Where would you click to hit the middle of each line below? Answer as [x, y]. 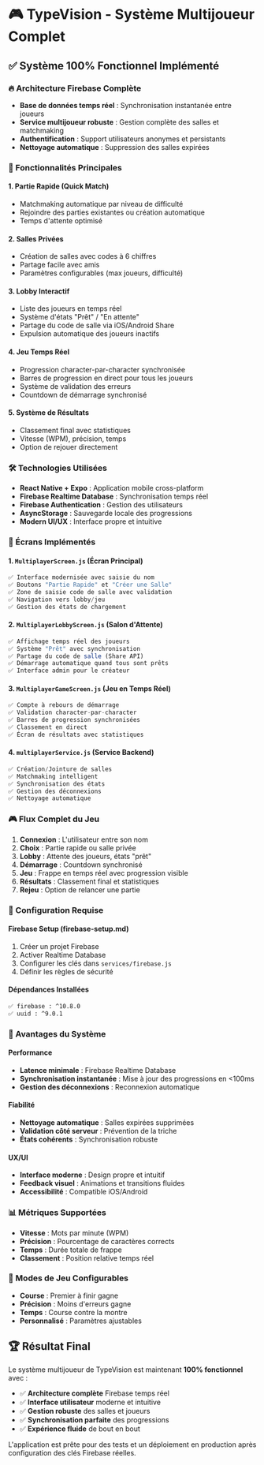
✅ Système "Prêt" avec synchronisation [74, 648]
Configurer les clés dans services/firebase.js [95, 963]
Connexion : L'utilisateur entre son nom [84, 839]
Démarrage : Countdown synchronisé [81, 865]
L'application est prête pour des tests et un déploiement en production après [132, 1444]
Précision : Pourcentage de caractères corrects [97, 1241]
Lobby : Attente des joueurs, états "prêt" [86, 856]
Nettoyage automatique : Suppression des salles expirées [115, 147]
